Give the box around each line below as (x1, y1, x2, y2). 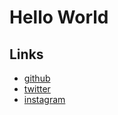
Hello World (9, 6, 109, 29)
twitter (23, 83, 51, 95)
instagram (23, 94, 66, 105)
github (23, 72, 51, 84)
